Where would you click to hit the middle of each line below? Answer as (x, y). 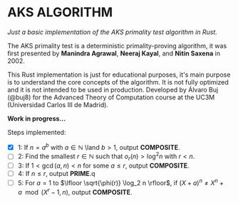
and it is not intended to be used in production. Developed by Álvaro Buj (113, 89)
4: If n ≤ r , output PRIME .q (56, 174)
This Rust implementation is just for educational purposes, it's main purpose (119, 75)
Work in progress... (37, 119)
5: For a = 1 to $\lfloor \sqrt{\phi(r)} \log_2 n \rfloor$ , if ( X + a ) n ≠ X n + (121, 182)
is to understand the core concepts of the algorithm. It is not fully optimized (118, 82)
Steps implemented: (37, 132)
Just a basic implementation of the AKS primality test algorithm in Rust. (112, 32)
